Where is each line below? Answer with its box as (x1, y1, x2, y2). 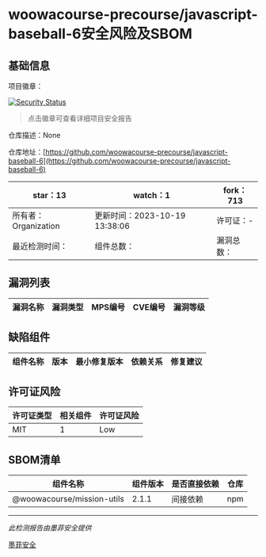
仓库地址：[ (8, 147, 46, 156)
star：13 (32, 190, 66, 200)
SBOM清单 (8, 453, 61, 467)
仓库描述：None (8, 131, 61, 139)
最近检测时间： (12, 241, 69, 251)
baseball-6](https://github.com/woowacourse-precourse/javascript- (8, 156, 231, 166)
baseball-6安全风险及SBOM (8, 25, 192, 43)
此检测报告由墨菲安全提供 (8, 523, 92, 532)
